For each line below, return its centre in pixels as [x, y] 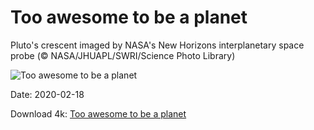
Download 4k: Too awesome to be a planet [98, 113]
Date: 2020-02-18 [47, 94]
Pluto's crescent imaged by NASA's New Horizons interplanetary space [157, 45]
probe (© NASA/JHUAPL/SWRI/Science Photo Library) [123, 55]
